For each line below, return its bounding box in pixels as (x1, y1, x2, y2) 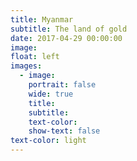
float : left (10, 52, 60, 62)
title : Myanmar (10, 14, 74, 25)
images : (10, 61, 43, 71)
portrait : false (28, 80, 97, 90)
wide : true (28, 89, 74, 99)
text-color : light (10, 136, 87, 146)
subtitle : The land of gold (10, 24, 128, 34)
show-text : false (28, 126, 101, 136)
